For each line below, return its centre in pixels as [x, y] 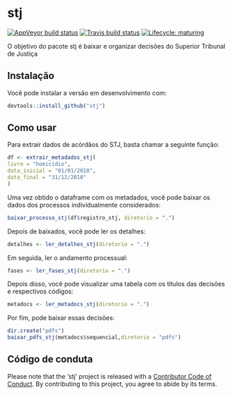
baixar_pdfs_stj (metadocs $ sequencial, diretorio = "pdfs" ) [94, 338]
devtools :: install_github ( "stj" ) [56, 106]
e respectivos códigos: [41, 291]
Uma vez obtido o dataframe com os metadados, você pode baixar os [109, 197]
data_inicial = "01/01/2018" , [52, 171]
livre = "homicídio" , [39, 164]
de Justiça [23, 54]
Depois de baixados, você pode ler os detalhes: [77, 231]
